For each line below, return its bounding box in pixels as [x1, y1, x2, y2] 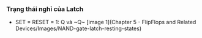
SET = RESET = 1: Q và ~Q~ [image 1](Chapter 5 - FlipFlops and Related [15, 19, 196, 26]
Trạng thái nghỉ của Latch [6, 5, 84, 13]
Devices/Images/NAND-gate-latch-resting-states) [15, 25, 142, 32]
